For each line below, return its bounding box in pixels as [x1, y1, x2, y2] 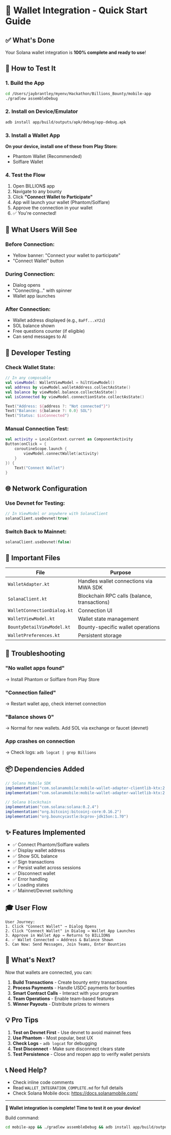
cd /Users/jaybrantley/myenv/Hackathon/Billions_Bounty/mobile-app [5, 91, 152, 96]
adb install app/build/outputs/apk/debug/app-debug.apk [5, 120, 126, 125]
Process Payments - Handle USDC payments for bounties [12, 984, 135, 991]
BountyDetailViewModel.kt [8, 624, 71, 630]
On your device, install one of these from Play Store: [5, 143, 118, 149]
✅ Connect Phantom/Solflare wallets [12, 842, 90, 848]
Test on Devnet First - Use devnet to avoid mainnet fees [12, 1029, 131, 1035]
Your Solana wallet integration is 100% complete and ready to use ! [5, 50, 147, 55]
